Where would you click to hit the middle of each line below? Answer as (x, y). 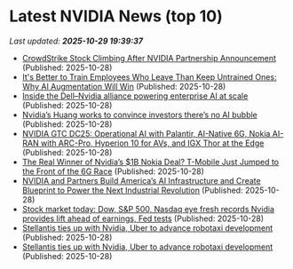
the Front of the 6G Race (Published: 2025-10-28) (113, 171)
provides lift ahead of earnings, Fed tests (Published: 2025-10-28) (143, 218)
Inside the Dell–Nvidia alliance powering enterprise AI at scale (135, 96)
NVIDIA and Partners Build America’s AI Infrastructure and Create (141, 180)
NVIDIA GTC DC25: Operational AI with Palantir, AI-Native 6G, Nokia (146, 133)
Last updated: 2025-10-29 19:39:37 (76, 41)
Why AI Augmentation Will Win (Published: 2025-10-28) (124, 86)
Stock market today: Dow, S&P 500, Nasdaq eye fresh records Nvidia (148, 209)
